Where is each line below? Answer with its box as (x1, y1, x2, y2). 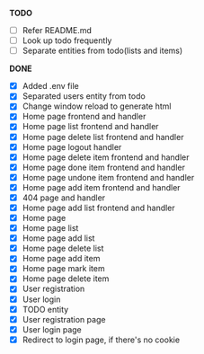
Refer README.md (22, 25, 93, 35)
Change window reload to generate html (22, 101, 172, 111)
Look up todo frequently (22, 35, 112, 46)
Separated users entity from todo (22, 91, 146, 102)
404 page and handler (22, 192, 106, 203)
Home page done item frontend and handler (22, 162, 186, 173)
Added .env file (22, 81, 79, 92)
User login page (22, 323, 83, 335)
